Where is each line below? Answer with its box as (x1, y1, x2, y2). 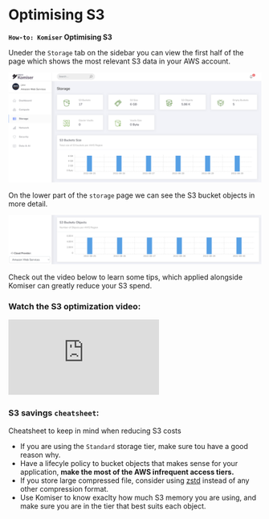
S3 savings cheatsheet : (8, 407, 100, 419)
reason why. (19, 450, 61, 460)
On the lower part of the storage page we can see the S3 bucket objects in (8, 190, 255, 200)
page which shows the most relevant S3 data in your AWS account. (8, 56, 231, 66)
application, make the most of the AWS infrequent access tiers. (19, 467, 234, 476)
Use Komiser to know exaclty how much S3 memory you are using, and (19, 492, 257, 502)
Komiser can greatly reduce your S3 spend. (8, 280, 153, 290)
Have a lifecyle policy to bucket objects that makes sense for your (19, 458, 238, 468)
